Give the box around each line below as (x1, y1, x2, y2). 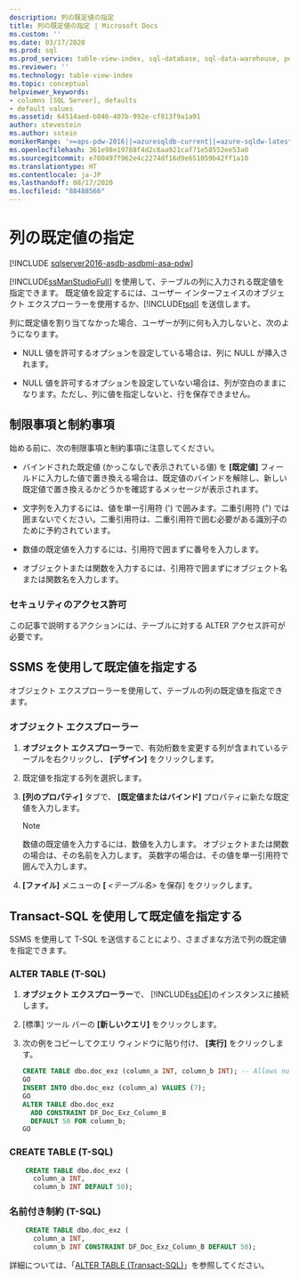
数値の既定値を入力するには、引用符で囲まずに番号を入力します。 (21, 544, 264, 555)
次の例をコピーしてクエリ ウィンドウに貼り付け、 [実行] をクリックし (21, 1038, 277, 1048)
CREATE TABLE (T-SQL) (9, 1145, 114, 1158)
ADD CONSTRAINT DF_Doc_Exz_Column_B (30, 1108, 166, 1117)
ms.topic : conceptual (9, 79, 90, 88)
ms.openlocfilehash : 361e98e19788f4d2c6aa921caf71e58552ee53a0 (9, 145, 249, 154)
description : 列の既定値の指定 (9, 12, 115, 22)
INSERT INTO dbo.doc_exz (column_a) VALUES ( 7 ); (21, 1083, 206, 1093)
